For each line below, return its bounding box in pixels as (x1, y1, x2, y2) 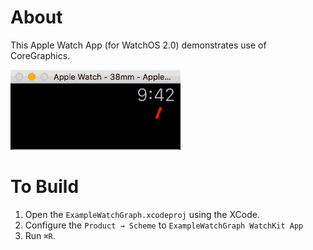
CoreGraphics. (10, 49, 71, 61)
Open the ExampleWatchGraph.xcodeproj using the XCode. (24, 208, 260, 220)
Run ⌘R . (24, 229, 56, 241)
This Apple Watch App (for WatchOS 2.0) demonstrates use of (10, 39, 267, 51)
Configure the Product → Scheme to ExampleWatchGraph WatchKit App (24, 219, 304, 231)
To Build (10, 176, 80, 198)
